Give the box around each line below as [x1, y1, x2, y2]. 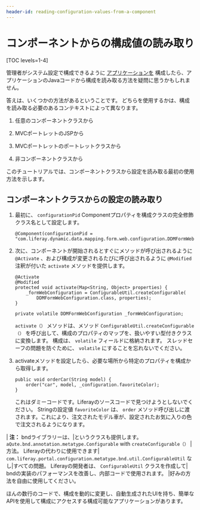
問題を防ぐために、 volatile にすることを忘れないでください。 [30, 345, 186, 352]
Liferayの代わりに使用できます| [23, 447, 100, 455]
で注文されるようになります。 [14, 421, 88, 428]
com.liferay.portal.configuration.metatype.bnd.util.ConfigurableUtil [6, 456, 186, 462]
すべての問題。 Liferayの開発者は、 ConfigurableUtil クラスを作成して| [13, 462, 188, 470]
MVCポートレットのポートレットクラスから [14, 142, 121, 150]
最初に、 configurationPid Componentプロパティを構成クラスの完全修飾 [14, 211, 194, 218]
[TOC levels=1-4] [6, 56, 48, 63]
